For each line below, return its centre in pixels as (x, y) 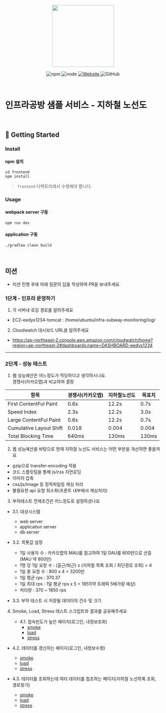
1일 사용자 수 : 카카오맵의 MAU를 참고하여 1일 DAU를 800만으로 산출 (85, 553)
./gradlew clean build (28, 245)
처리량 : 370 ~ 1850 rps (43, 590)
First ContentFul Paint (33, 404)
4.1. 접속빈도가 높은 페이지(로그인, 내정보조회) (63, 622)
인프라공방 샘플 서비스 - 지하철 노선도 (76, 105)
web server (31, 521)
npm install (17, 177)
